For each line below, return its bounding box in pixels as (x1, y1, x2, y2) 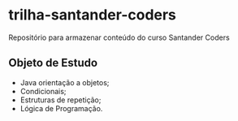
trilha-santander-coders (8, 6, 177, 24)
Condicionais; (19, 86, 67, 96)
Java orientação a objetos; (19, 77, 110, 87)
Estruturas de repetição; (19, 95, 102, 105)
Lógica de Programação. (19, 103, 103, 113)
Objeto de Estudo (8, 56, 98, 70)
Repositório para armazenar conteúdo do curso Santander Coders (8, 32, 230, 42)
